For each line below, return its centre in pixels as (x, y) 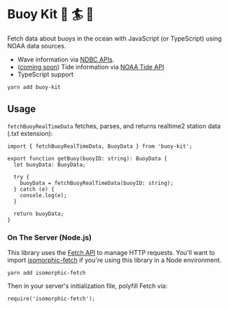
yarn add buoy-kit (34, 87)
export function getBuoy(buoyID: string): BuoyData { (88, 158)
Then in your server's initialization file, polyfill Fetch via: (88, 286)
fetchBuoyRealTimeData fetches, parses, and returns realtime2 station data (114, 126)
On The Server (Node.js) (50, 238)
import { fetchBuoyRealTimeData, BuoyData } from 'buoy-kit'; (100, 146)
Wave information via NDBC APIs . (66, 59)
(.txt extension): (30, 133)
